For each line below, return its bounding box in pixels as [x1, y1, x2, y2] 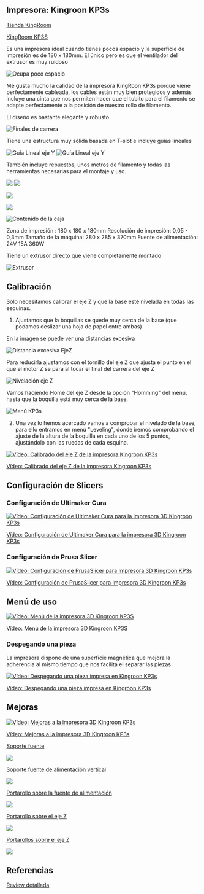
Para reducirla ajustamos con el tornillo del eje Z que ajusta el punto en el [6, 359, 192, 366]
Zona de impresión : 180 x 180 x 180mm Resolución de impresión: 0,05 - [6, 227, 188, 234]
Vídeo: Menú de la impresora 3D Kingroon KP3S [6, 624, 128, 632]
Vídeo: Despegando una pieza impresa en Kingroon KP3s [6, 684, 151, 691]
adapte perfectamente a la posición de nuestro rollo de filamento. [6, 101, 172, 109]
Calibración [6, 282, 51, 292]
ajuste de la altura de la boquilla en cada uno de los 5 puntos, [15, 432, 170, 440]
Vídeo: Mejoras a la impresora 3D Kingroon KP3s [6, 730, 130, 737]
